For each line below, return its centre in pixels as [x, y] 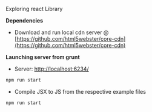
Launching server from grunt [43, 57]
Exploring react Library [34, 9]
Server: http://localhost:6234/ [51, 69]
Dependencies [25, 20]
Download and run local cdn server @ [61, 32]
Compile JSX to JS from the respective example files [80, 91]
